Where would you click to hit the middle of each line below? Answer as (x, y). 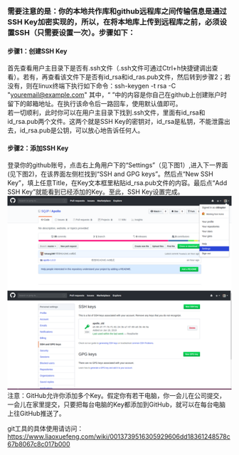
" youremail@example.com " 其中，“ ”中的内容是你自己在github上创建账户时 (117, 95)
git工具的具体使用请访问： (46, 429)
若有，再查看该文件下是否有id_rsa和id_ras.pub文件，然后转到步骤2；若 (127, 77)
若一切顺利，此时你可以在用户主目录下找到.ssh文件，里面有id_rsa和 (106, 113)
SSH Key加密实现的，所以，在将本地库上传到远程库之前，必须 (113, 21)
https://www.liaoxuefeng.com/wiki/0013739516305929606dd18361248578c (119, 436)
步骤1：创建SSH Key (37, 51)
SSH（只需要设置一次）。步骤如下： (75, 32)
